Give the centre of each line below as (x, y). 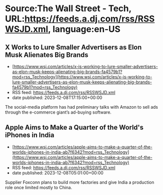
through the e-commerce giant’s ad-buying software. (58, 112)
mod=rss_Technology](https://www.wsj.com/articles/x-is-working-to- (82, 77)
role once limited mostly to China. (38, 187)
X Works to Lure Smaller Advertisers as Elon (73, 47)
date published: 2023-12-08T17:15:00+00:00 (57, 97)
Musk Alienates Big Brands (47, 55)
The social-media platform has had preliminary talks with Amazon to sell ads (81, 107)
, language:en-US (84, 29)
